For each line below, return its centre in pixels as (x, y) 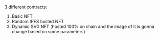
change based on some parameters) (48, 32)
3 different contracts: (26, 7)
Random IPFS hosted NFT (38, 21)
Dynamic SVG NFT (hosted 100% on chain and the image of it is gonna (83, 26)
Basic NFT (22, 16)
